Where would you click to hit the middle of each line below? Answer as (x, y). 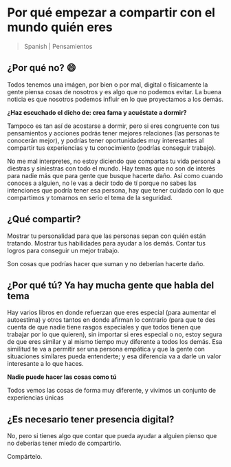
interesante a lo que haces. (45, 364)
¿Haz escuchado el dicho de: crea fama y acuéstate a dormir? (97, 112)
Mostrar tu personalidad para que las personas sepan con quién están (107, 236)
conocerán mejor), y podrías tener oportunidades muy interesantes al (106, 140)
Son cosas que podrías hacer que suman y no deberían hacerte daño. (106, 263)
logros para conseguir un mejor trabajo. (63, 250)
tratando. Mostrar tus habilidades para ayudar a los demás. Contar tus (107, 243)
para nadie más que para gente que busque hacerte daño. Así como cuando (115, 175)
